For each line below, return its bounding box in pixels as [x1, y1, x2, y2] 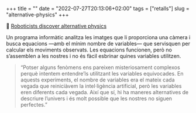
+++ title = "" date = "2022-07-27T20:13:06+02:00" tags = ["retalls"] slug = [6, 5, 190, 12]
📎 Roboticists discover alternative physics [6, 23, 107, 29]
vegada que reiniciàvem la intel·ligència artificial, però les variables [20, 83, 182, 90]
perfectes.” [20, 101, 48, 108]
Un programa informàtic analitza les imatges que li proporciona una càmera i [6, 34, 191, 40]
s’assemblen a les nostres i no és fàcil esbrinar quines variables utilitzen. [6, 53, 181, 59]
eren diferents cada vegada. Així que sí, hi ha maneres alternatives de [20, 89, 189, 95]
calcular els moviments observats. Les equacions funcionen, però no [6, 46, 173, 53]
